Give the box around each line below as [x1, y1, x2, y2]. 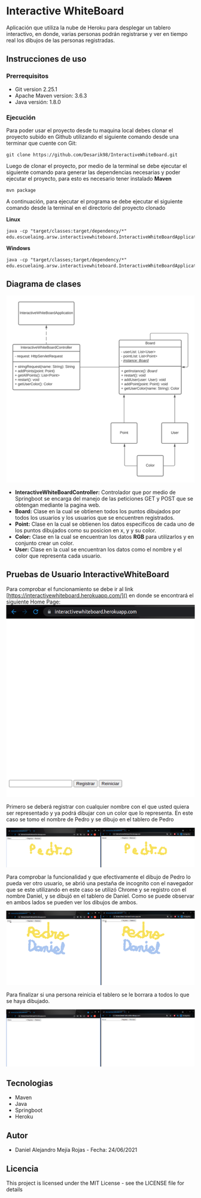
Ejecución [6, 113, 36, 121]
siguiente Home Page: [6, 598, 61, 605]
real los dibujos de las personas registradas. [6, 36, 115, 44]
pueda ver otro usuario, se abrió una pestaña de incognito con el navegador [6, 880, 193, 887]
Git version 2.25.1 [14, 86, 58, 93]
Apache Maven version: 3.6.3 [14, 92, 87, 99]
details [6, 1186, 23, 1193]
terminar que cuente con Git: [6, 139, 77, 147]
